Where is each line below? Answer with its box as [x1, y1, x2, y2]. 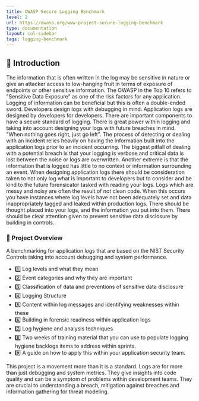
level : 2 [6, 14, 28, 20]
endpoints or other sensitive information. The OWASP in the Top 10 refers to [6, 87, 192, 94]
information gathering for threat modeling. [6, 388, 109, 395]
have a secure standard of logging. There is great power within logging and [6, 118, 191, 125]
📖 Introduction [6, 58, 61, 68]
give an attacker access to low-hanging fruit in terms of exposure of [6, 80, 173, 87]
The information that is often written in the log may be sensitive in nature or [6, 74, 190, 81]
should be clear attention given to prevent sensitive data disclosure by [6, 212, 178, 219]
